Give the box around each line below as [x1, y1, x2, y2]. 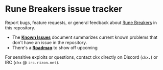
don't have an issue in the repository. [12, 39, 87, 45]
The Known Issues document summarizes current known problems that [12, 34, 158, 40]
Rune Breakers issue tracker [5, 3, 122, 15]
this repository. [5, 24, 36, 30]
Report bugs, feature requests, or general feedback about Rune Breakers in [5, 20, 157, 25]
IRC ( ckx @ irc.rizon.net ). [5, 59, 60, 65]
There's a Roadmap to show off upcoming [12, 45, 98, 50]
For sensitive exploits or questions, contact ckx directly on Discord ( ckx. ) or [5, 54, 158, 60]
